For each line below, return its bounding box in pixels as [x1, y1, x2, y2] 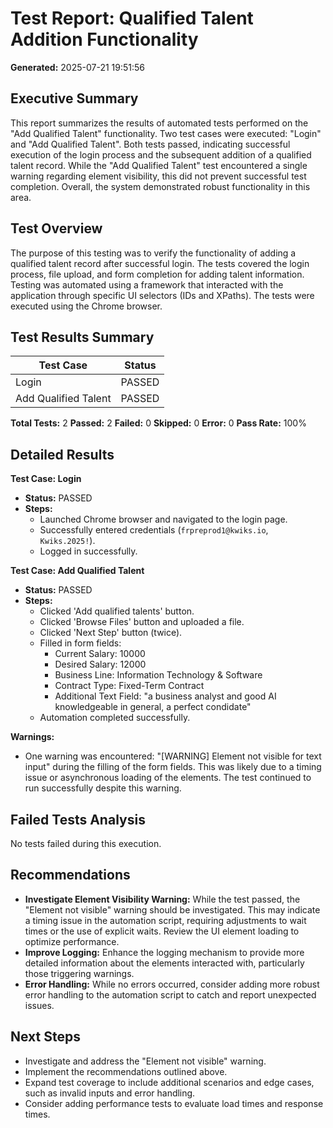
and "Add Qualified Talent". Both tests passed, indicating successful [10, 138, 291, 150]
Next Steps [10, 1028, 81, 1046]
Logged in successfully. [39, 545, 138, 557]
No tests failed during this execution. [10, 838, 162, 849]
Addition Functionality [10, 28, 199, 51]
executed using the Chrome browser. [10, 300, 163, 312]
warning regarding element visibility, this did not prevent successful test [10, 170, 307, 182]
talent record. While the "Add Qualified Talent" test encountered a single [10, 159, 308, 171]
